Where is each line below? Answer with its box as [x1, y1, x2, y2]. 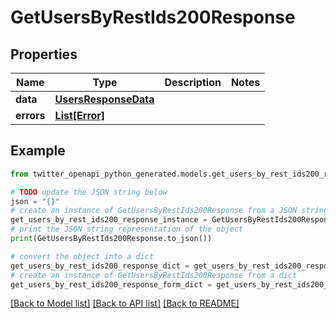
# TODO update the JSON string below [10, 187, 168, 197]
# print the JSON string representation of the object [10, 224, 244, 235]
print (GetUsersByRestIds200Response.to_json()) [10, 234, 213, 244]
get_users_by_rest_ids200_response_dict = [10, 261, 190, 271]
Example [10, 142, 66, 160]
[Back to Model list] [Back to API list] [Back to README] [10, 297, 240, 310]
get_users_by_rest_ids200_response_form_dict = [10, 279, 213, 290]
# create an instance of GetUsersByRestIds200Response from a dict [10, 270, 298, 280]
